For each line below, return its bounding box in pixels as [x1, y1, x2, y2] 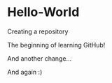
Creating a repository [7, 27, 69, 36]
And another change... [7, 54, 72, 63]
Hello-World [7, 4, 80, 20]
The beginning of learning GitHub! [7, 40, 106, 49]
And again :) [7, 68, 43, 76]
